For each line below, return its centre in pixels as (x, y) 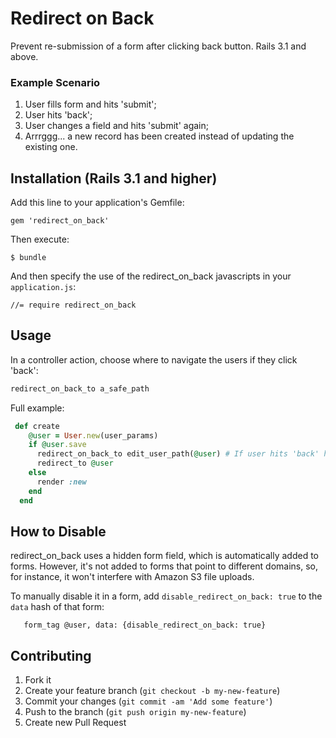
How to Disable (58, 531)
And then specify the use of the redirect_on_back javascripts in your (151, 276)
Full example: (37, 408)
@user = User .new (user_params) (93, 435)
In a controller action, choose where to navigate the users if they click (154, 359)
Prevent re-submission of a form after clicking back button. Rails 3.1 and (158, 46)
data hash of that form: (57, 607)
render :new (61, 482)
